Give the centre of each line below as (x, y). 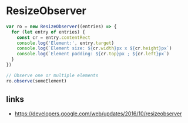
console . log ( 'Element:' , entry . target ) (66, 43)
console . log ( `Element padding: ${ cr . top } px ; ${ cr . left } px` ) (93, 54)
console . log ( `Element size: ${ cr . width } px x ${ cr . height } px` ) (94, 48)
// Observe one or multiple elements (52, 75)
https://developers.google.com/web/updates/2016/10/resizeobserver (98, 114)
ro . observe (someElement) (36, 81)
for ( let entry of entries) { (48, 32)
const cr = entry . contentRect (54, 37)
